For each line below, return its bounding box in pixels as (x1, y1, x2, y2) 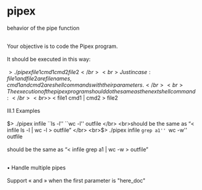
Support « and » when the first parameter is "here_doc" (7, 177, 146, 184)
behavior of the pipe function (7, 24, 80, 32)
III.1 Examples (7, 107, 41, 114)
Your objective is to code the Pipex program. (7, 42, 118, 50)
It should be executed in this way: (7, 55, 91, 63)
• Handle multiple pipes (7, 164, 66, 171)
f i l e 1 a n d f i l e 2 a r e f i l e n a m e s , (7, 75, 72, 82)
